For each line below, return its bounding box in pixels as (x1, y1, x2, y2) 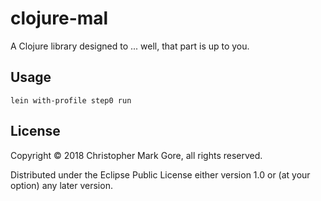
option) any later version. (10, 179, 113, 191)
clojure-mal (10, 7, 109, 30)
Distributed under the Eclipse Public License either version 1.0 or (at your (10, 168, 311, 181)
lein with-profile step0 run (10, 95, 132, 106)
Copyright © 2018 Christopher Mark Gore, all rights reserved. (10, 149, 263, 161)
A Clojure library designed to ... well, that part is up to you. (10, 40, 250, 52)
